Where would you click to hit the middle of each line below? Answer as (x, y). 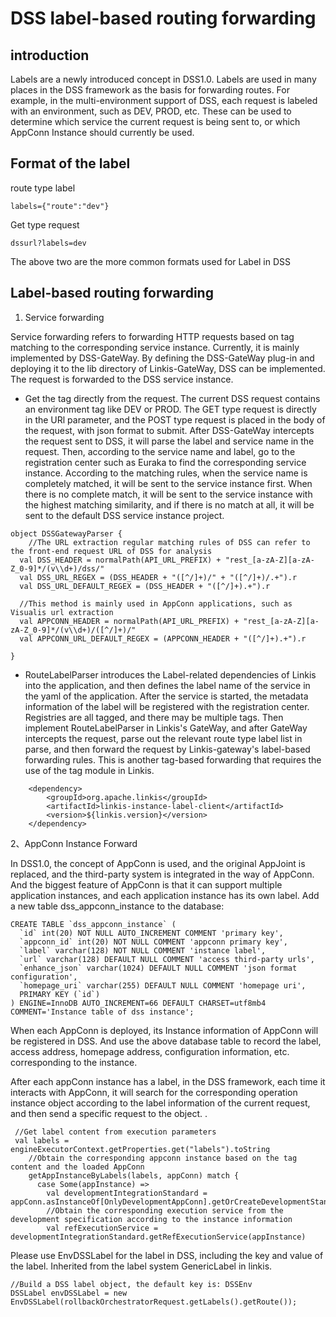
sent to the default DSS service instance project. (124, 515)
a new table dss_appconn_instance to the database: (117, 906)
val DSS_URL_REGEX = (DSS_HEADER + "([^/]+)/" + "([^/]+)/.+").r (158, 577)
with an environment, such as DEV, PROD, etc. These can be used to (151, 111)
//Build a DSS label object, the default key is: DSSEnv (131, 1284)
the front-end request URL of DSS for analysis (111, 551)
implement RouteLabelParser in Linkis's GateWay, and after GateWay (166, 728)
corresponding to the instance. (74, 1062)
